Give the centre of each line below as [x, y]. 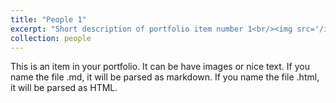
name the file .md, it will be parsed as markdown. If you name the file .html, [165, 77]
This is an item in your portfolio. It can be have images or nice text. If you [160, 67]
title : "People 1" [48, 19]
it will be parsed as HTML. [64, 88]
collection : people [51, 38]
